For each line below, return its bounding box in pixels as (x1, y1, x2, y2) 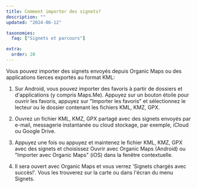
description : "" (6, 14, 46, 20)
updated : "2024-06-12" (6, 19, 62, 25)
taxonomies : (6, 30, 35, 36)
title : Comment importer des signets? (6, 8, 101, 15)
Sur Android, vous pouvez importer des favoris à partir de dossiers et (14, 85, 183, 92)
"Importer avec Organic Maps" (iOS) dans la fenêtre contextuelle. (14, 151, 173, 158)
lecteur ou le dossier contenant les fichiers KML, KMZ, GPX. (14, 104, 160, 111)
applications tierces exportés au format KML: (6, 74, 115, 81)
